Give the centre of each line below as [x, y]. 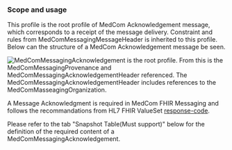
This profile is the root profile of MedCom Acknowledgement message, [109, 25]
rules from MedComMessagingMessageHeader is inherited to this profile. [112, 40]
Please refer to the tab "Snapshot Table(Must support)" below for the [106, 124]
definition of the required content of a [61, 132]
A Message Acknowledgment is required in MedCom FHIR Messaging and [113, 103]
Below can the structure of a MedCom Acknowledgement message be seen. [116, 47]
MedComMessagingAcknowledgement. [64, 139]
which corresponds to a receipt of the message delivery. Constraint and [110, 32]
